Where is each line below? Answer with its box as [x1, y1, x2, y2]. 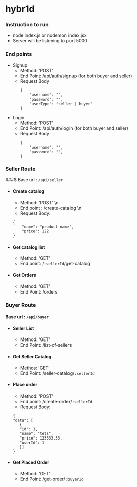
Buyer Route [5, 301, 36, 308]
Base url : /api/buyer [5, 314, 49, 320]
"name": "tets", [19, 431, 54, 436]
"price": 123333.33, [19, 435, 63, 441]
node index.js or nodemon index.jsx [12, 32, 87, 38]
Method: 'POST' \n [20, 200, 59, 206]
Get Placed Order [12, 459, 49, 465]
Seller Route [5, 165, 36, 172]
